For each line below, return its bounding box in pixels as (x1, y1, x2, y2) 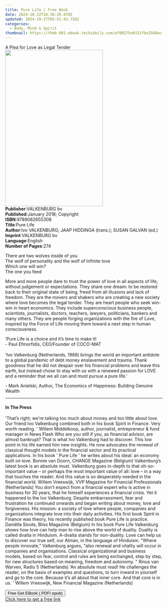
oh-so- (140, 463, 155, 469)
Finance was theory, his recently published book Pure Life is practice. (5, 516, 149, 522)
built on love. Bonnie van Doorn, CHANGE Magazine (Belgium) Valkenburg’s (5, 458, 161, 464)
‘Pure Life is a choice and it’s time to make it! (5, 336, 97, 341)
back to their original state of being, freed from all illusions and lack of (5, 289, 149, 295)
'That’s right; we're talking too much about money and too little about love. (5, 415, 158, 421)
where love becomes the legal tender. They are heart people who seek (5, 299, 151, 305)
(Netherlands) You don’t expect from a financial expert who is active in (5, 484, 151, 490)
